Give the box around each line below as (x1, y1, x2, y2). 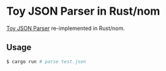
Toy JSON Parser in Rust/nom (6, 4, 160, 18)
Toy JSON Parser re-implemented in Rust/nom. (6, 24, 125, 32)
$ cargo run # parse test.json (6, 58, 86, 65)
